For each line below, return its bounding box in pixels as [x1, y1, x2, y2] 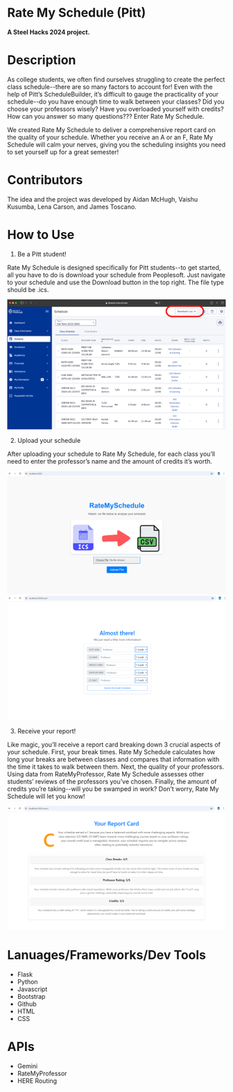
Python [17, 977, 38, 986]
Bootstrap [17, 992, 46, 1000]
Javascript [17, 985, 48, 993]
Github [17, 1000, 37, 1008]
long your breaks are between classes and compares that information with [7, 755, 220, 763]
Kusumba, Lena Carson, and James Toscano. [7, 202, 137, 211]
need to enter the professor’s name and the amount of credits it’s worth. [7, 457, 213, 466]
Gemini [17, 1061, 38, 1070]
